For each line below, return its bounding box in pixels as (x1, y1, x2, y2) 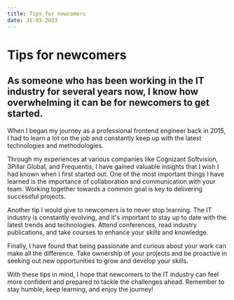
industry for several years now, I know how (7, 86, 198, 98)
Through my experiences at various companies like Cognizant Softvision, (7, 155, 219, 163)
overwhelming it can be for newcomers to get (7, 97, 210, 109)
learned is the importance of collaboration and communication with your (7, 177, 216, 186)
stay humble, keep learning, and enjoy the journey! (7, 285, 154, 293)
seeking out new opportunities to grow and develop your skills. (7, 257, 188, 265)
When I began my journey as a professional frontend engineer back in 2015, (7, 126, 226, 135)
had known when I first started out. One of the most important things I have (7, 170, 225, 178)
